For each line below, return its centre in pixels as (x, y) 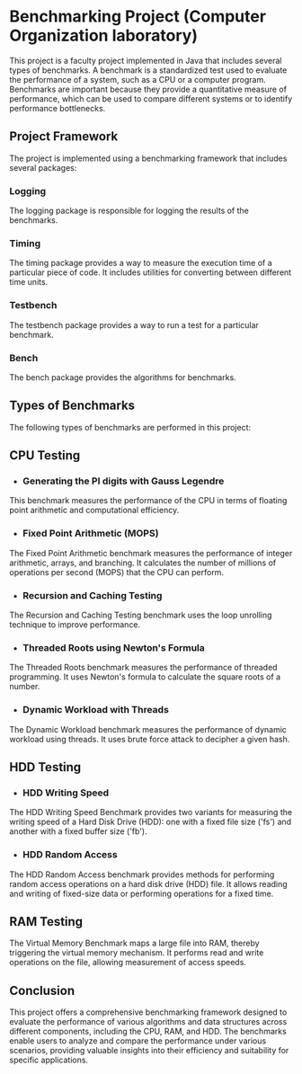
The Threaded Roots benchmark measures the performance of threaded (143, 668)
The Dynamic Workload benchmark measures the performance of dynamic (148, 729)
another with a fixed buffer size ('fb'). (78, 831)
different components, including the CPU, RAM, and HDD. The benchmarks (148, 1032)
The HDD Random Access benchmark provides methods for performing (142, 874)
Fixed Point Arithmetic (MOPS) (90, 534)
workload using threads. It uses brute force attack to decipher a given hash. (150, 739)
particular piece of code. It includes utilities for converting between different (151, 272)
